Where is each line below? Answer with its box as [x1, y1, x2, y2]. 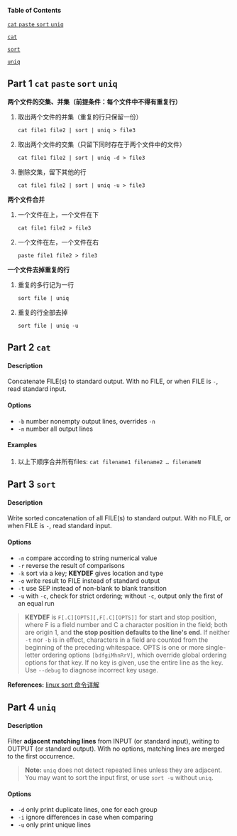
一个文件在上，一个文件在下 [17, 210, 99, 219]
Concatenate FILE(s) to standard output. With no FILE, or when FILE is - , [7, 377, 219, 386]
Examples [7, 441, 38, 449]
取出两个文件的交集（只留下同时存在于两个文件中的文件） [17, 140, 186, 149]
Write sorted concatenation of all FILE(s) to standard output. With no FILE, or [7, 514, 231, 522]
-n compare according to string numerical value [17, 554, 158, 562]
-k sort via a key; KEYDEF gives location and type [17, 569, 164, 577]
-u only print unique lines [17, 820, 91, 829]
